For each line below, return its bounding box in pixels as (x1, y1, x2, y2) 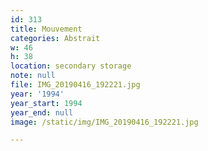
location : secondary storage (10, 61, 132, 71)
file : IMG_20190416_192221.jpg (10, 80, 141, 90)
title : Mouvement (10, 24, 83, 34)
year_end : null (10, 107, 74, 118)
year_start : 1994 (10, 98, 83, 108)
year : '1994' (10, 89, 65, 99)
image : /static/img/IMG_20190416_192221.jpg (10, 117, 199, 127)
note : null (10, 71, 56, 81)
